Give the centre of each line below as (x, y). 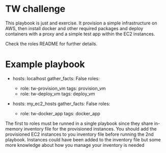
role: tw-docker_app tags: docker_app (60, 113)
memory (14, 129)
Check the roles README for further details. (51, 43)
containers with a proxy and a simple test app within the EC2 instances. (80, 34)
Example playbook (45, 65)
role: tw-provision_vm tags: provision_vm (63, 88)
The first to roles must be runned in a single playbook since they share (79, 123)
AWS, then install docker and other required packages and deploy (74, 28)
